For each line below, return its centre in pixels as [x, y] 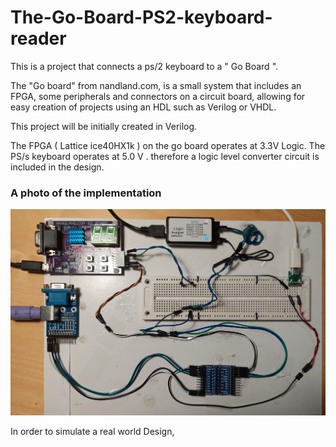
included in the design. [57, 167]
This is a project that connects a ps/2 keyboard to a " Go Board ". [144, 66]
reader [38, 38]
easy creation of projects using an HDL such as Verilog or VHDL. [143, 107]
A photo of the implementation [86, 193]
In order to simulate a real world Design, [92, 431]
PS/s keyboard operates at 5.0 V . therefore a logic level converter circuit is [165, 156]
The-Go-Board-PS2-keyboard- [141, 17]
